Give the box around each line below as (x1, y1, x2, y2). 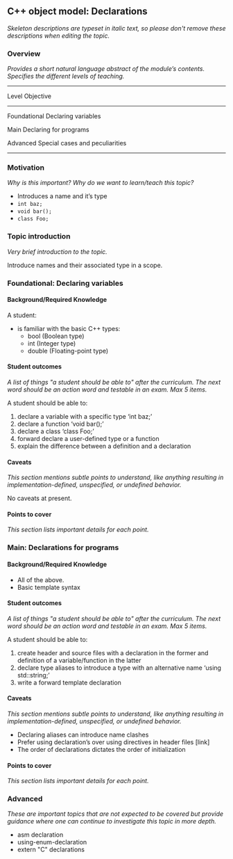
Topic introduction (7, 232, 71, 241)
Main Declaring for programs (7, 125, 89, 134)
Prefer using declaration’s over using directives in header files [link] (17, 737, 210, 746)
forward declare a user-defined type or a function (17, 435, 159, 443)
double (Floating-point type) (27, 346, 109, 355)
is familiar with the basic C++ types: (17, 324, 121, 332)
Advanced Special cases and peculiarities (7, 139, 127, 147)
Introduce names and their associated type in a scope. (7, 261, 163, 269)
